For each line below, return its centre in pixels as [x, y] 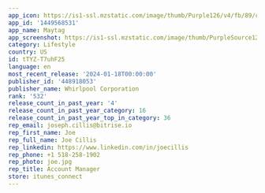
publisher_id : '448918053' [52, 81]
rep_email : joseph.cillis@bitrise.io [70, 125]
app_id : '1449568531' [44, 23]
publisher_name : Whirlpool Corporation [74, 89]
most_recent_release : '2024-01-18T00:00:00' [82, 74]
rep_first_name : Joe [42, 132]
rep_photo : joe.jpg [40, 162]
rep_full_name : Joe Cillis [52, 140]
